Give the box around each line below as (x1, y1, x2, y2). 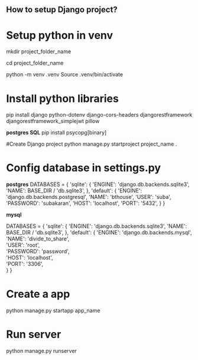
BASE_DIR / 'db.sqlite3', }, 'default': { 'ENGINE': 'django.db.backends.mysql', (6, 229, 192, 236)
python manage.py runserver (6, 348, 77, 355)
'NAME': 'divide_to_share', (6, 235, 70, 242)
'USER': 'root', (6, 242, 40, 249)
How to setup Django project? (6, 5, 118, 15)
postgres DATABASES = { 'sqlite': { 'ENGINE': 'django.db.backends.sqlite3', (6, 181, 190, 188)
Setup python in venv (6, 28, 113, 42)
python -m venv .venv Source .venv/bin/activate (6, 71, 123, 78)
